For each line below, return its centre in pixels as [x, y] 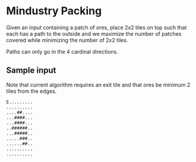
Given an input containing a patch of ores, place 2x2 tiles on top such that [97, 27]
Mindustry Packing [54, 11]
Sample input [31, 71]
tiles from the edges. [31, 91]
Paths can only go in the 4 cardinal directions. [62, 51]
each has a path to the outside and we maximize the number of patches [94, 33]
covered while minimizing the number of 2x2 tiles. [67, 40]
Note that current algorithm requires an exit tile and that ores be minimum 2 [98, 85]
